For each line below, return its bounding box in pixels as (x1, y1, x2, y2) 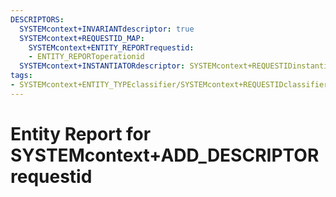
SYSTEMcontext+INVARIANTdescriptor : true (19, 24, 195, 34)
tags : (10, 71, 33, 81)
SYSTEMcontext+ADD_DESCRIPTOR (10, 144, 320, 166)
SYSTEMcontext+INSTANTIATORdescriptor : (19, 61, 186, 71)
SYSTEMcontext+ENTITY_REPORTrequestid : (28, 42, 195, 53)
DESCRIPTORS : (10, 14, 65, 25)
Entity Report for (10, 122, 152, 145)
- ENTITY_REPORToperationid (28, 52, 145, 62)
